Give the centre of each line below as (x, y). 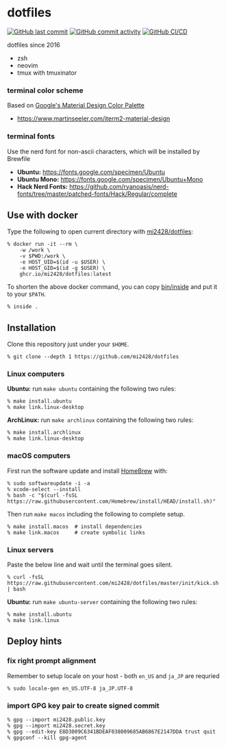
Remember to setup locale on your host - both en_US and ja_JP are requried (114, 675)
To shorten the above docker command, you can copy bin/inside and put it (112, 287)
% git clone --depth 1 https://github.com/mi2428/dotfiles (93, 357)
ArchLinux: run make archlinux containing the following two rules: (100, 420)
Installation (32, 328)
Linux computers (36, 374)
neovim (27, 65)
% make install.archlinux (44, 433)
